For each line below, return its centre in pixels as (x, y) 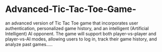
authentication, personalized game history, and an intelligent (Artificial (77, 28)
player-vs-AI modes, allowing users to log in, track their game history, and (81, 39)
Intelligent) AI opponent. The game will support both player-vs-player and (81, 33)
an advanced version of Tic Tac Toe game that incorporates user (72, 23)
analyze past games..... (29, 44)
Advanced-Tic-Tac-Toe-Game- (71, 9)
